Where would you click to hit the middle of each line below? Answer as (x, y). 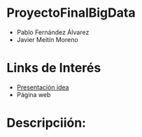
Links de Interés (54, 68)
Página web (34, 94)
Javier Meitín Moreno (47, 39)
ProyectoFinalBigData (71, 13)
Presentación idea (43, 87)
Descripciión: (47, 123)
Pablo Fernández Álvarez (53, 32)
